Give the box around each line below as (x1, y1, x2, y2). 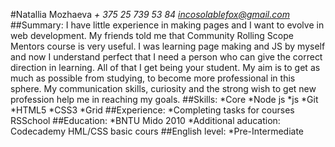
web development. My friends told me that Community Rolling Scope (10, 30, 294, 41)
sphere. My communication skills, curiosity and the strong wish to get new (10, 83, 317, 94)
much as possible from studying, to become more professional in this (10, 72, 296, 84)
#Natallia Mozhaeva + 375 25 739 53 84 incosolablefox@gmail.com (10, 9, 290, 20)
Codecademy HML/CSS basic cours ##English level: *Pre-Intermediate (10, 125, 305, 137)
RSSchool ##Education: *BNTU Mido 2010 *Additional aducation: (10, 115, 281, 126)
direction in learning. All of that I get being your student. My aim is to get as (10, 62, 321, 73)
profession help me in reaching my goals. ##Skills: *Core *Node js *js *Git (10, 94, 319, 105)
